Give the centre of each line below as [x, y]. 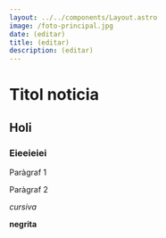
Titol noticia [54, 95]
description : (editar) [51, 51]
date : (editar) [37, 34]
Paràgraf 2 [29, 189]
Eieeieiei [28, 152]
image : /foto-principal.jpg [62, 26]
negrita [23, 224]
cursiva [23, 207]
